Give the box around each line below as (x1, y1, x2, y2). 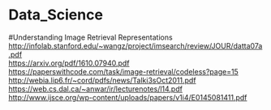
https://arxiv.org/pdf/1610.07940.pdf (8, 58, 130, 68)
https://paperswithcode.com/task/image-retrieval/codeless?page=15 (8, 66, 239, 76)
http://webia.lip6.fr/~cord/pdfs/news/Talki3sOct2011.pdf (8, 75, 196, 85)
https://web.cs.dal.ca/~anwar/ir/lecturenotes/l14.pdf (8, 83, 183, 94)
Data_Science (8, 6, 104, 24)
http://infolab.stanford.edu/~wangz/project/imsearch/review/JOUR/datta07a (8, 40, 263, 50)
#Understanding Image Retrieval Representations (8, 32, 173, 42)
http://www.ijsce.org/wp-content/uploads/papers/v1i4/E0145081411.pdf (8, 92, 247, 102)
